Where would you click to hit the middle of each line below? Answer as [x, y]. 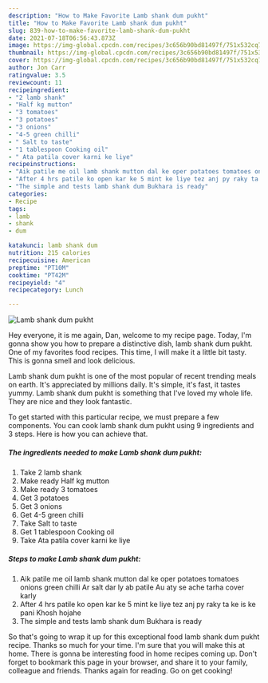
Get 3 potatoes [44, 498]
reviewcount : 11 [35, 82]
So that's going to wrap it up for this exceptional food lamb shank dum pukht [134, 637]
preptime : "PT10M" [39, 268]
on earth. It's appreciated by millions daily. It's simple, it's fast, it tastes [124, 385]
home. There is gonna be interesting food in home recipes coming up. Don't [133, 654]
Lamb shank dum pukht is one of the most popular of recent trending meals [132, 376]
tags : [17, 208]
